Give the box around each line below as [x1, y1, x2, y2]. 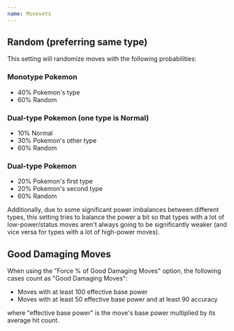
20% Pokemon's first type [17, 177, 93, 185]
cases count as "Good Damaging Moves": [7, 274, 128, 283]
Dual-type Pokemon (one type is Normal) [7, 113, 149, 122]
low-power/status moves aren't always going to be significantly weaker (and [7, 220, 227, 229]
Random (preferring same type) [7, 36, 148, 48]
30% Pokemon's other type [17, 136, 97, 145]
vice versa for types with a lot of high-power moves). [7, 228, 160, 237]
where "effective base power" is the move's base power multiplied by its [7, 309, 216, 317]
